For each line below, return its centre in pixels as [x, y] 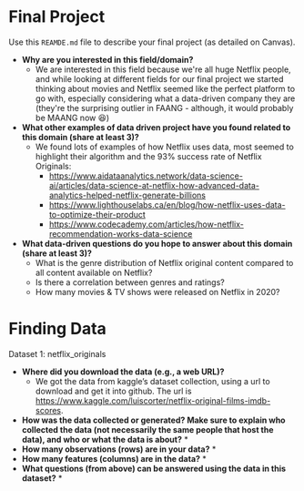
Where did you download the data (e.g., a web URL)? [123, 372]
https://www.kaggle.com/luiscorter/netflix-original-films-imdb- [153, 400]
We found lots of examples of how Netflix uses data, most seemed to [165, 147]
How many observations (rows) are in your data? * [119, 449]
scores [48, 410]
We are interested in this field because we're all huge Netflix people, [163, 69]
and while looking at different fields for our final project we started [159, 78]
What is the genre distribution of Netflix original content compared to [164, 262]
